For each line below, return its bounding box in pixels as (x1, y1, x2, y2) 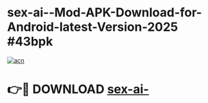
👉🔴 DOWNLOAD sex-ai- (7, 82, 149, 97)
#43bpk (7, 34, 53, 49)
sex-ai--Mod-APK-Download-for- (7, 5, 203, 20)
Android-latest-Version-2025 (7, 19, 179, 35)
